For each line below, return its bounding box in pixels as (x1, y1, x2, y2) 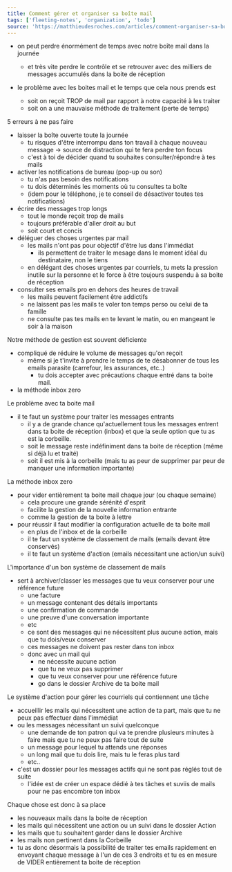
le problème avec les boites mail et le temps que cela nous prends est (17, 84, 216, 92)
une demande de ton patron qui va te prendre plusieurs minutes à (27, 728, 214, 737)
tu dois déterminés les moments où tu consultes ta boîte (27, 183, 188, 191)
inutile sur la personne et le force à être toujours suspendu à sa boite (27, 271, 224, 279)
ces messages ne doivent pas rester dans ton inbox (27, 643, 175, 651)
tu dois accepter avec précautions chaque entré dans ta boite (37, 371, 213, 379)
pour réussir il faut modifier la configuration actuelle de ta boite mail (17, 520, 211, 529)
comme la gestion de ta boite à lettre (27, 513, 133, 521)
